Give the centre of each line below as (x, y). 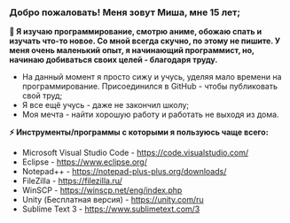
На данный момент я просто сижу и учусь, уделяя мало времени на (152, 77)
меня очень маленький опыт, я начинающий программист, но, (132, 50)
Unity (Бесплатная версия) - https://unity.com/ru (113, 200)
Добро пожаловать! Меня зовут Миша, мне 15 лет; (125, 12)
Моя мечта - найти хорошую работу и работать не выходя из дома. (150, 115)
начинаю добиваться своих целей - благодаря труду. (114, 60)
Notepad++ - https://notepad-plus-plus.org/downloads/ (124, 172)
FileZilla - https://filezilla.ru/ (72, 181)
